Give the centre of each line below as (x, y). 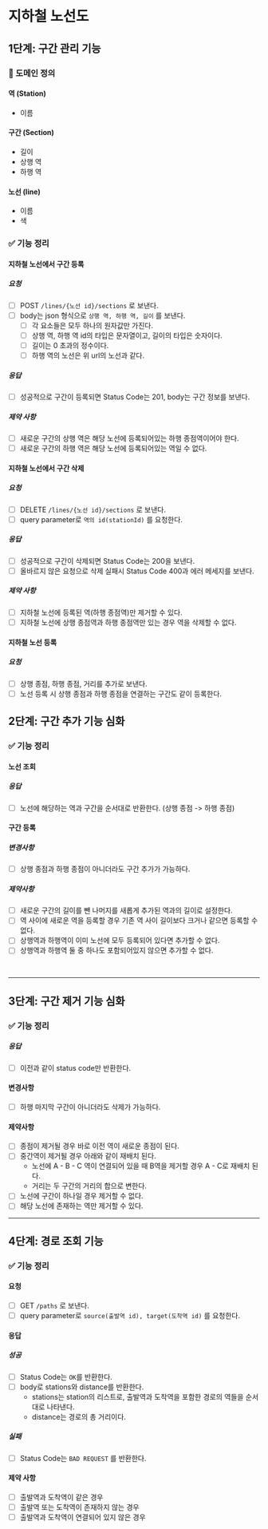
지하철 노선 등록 (33, 642)
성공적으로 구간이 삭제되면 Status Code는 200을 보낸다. (107, 561)
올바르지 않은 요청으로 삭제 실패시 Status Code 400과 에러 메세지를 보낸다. (137, 571)
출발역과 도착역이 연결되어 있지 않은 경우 (83, 1517)
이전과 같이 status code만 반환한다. (75, 1068)
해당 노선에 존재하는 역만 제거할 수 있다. (81, 1206)
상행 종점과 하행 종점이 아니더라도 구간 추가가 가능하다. (105, 869)
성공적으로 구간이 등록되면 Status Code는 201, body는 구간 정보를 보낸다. (135, 397)
